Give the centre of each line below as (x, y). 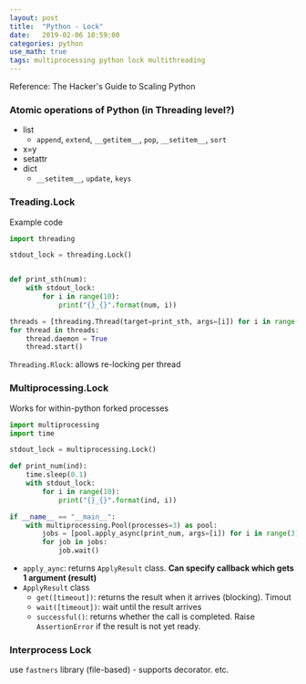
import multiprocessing (55, 425)
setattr (35, 159)
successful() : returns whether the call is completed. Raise (145, 616)
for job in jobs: (75, 542)
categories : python (46, 43)
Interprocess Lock (51, 649)
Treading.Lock (42, 202)
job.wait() (79, 551)
